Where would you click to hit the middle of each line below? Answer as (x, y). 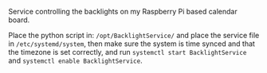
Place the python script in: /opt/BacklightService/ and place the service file (134, 35)
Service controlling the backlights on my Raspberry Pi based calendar (123, 12)
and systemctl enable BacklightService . (75, 60)
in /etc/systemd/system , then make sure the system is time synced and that (132, 44)
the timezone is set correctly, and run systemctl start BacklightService (128, 52)
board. (19, 20)
